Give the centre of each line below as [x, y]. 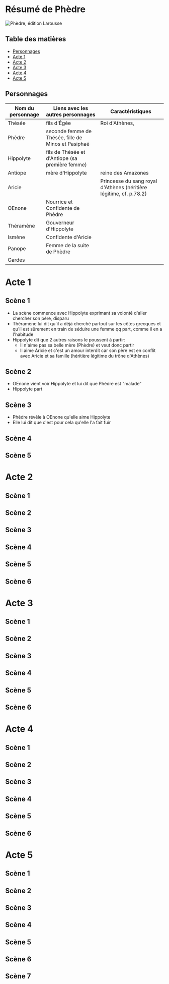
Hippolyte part [27, 389]
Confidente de [63, 208]
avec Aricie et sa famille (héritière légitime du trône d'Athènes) [84, 356]
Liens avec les [71, 108]
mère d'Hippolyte [66, 172]
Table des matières [36, 39]
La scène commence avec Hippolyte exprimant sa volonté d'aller [80, 313]
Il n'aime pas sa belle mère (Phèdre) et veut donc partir [77, 345]
